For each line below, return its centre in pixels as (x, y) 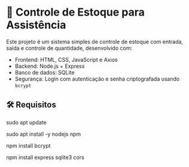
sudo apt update (26, 122)
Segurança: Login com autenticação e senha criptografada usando (97, 79)
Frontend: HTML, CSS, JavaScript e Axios (66, 59)
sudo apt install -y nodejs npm (44, 134)
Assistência (36, 25)
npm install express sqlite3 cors (45, 157)
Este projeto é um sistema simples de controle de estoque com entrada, (95, 41)
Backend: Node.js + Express (50, 66)
